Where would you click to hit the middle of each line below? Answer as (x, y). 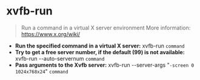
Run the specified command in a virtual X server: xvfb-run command (100, 46)
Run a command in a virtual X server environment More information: (106, 28)
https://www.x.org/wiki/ (51, 34)
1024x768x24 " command (42, 71)
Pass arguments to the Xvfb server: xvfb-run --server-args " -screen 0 (105, 65)
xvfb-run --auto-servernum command (60, 58)
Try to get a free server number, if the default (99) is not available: (100, 52)
